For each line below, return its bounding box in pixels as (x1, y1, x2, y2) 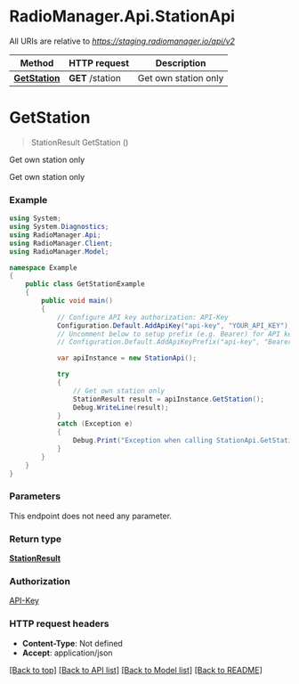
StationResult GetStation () (30, 136, 129, 148)
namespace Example (9, 263, 77, 273)
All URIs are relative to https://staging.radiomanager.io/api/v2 (9, 36, 236, 46)
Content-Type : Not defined (21, 638, 123, 648)
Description (155, 56, 206, 69)
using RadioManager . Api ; (9, 230, 101, 240)
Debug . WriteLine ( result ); (72, 403, 169, 411)
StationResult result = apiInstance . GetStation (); (72, 395, 265, 403)
